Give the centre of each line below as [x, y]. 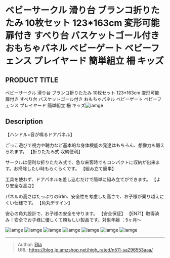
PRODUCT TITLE [32, 80]
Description [24, 122]
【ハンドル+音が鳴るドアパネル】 [40, 134]
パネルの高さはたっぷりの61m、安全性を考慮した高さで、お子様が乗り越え [82, 196]
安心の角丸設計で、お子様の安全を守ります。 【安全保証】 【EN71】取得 [80, 213]
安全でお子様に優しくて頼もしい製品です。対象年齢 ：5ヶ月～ [78, 220]
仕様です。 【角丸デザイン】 [43, 202]
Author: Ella [30, 244]
